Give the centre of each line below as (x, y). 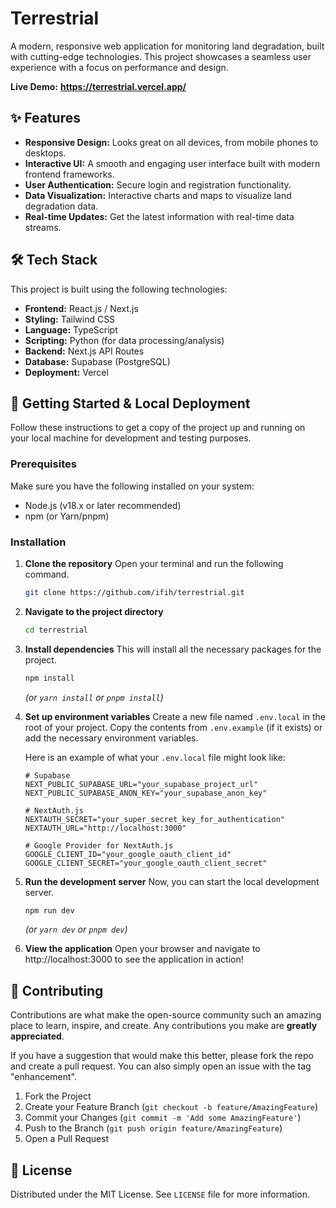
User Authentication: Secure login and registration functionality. (158, 184)
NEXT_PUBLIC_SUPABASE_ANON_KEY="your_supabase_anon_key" (146, 793)
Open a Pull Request (67, 1139)
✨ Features (45, 118)
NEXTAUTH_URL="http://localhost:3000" (105, 828)
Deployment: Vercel (66, 372)
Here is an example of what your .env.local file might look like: (155, 757)
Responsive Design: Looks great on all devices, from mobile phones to (171, 142)
